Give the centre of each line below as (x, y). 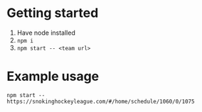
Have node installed (46, 33)
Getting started (53, 13)
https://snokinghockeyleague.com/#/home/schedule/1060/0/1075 (101, 101)
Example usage (53, 77)
